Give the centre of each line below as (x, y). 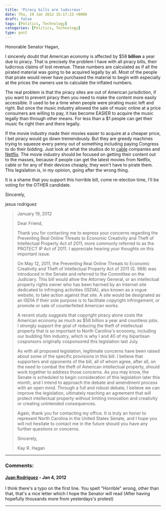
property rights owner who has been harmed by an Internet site (82, 284)
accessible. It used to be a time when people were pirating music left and (80, 103)
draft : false (19, 19)
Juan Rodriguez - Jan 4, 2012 (36, 477)
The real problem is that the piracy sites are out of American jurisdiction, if (81, 92)
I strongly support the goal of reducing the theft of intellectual (80, 325)
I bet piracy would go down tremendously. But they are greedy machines (79, 139)
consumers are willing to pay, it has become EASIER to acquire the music (79, 113)
